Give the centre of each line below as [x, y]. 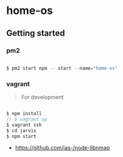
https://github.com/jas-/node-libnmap [62, 148]
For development [42, 97]
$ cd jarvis [21, 131]
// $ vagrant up [27, 119]
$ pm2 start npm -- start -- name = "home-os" [62, 68]
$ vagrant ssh [24, 125]
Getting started [36, 33]
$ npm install [24, 114]
